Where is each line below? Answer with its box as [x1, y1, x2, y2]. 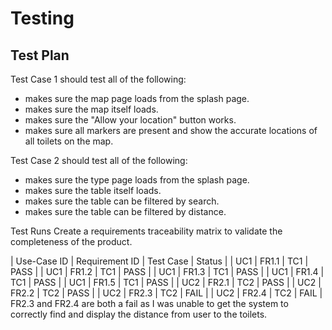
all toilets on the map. [24, 135, 114, 147]
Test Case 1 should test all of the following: [10, 73, 187, 85]
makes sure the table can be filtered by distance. [24, 206, 227, 217]
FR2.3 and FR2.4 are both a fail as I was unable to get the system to [10, 298, 289, 309]
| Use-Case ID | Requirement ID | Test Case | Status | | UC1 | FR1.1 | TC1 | [10, 255, 309, 267]
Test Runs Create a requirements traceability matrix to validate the [10, 225, 283, 237]
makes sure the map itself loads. [24, 103, 159, 115]
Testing [10, 7, 75, 30]
